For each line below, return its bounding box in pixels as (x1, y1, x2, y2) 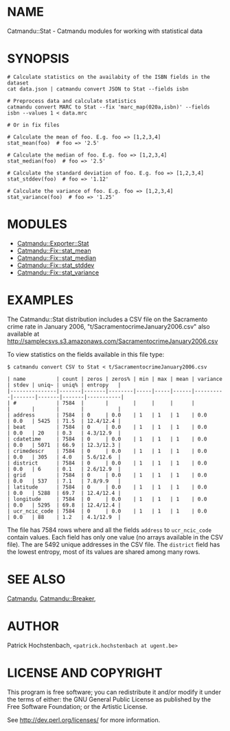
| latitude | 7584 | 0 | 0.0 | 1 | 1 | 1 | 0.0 (7, 483, 207, 491)
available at (7, 329, 40, 338)
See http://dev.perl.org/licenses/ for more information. (7, 715, 161, 724)
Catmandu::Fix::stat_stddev (16, 261, 95, 269)
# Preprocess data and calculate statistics (7, 97, 137, 104)
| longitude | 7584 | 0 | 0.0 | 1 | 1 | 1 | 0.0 (7, 496, 207, 502)
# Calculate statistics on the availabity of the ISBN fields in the (7, 73, 211, 80)
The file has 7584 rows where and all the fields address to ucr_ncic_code (7, 526, 211, 534)
